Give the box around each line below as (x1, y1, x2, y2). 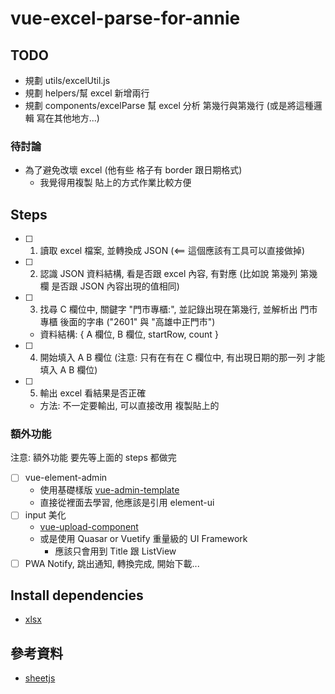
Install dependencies (10, 587, 144, 604)
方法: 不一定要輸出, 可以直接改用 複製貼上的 (39, 400, 220, 412)
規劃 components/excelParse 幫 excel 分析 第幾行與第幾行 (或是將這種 (24, 100, 314, 111)
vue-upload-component (39, 520, 139, 532)
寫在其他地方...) (36, 112, 100, 124)
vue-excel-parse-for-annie (10, 7, 241, 30)
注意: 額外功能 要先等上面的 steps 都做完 (10, 452, 177, 464)
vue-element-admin (24, 472, 108, 484)
